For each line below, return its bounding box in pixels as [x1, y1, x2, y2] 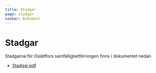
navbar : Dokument [5, 16, 41, 21]
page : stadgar [5, 12, 34, 17]
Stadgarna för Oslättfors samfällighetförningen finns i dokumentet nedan [5, 53, 152, 59]
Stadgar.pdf [12, 63, 37, 69]
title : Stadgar [5, 7, 36, 12]
